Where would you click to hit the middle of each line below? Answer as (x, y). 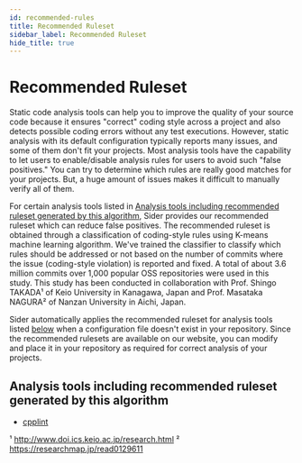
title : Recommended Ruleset (62, 26)
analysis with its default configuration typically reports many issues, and (143, 141)
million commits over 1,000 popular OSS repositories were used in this (139, 273)
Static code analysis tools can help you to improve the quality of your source (151, 113)
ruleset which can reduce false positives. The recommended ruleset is (140, 225)
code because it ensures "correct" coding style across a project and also (145, 122)
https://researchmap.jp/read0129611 (76, 449)
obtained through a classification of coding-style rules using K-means (139, 235)
